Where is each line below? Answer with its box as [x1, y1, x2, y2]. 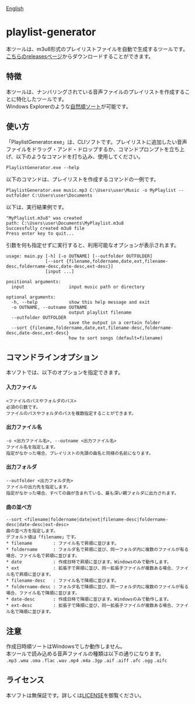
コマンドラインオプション [6, 352, 98, 362]
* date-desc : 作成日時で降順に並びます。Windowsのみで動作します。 [6, 596, 172, 602]
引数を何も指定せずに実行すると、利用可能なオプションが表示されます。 [6, 241, 180, 248]
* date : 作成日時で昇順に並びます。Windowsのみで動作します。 [6, 559, 172, 565]
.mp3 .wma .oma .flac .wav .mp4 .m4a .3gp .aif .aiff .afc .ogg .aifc [6, 658, 168, 664]
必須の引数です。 [6, 404, 41, 410]
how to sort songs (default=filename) [68, 335, 163, 341]
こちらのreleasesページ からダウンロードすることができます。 [6, 53, 154, 60]
